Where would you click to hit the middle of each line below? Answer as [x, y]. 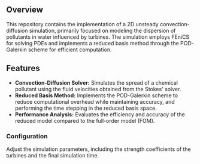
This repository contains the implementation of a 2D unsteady [82, 24]
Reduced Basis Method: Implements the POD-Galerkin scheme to [96, 95]
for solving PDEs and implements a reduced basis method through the [93, 43]
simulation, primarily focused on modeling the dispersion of [102, 30]
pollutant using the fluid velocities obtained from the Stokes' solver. [98, 89]
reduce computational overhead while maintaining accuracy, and [95, 101]
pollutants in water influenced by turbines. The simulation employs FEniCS [98, 37]
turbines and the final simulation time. [53, 155]
